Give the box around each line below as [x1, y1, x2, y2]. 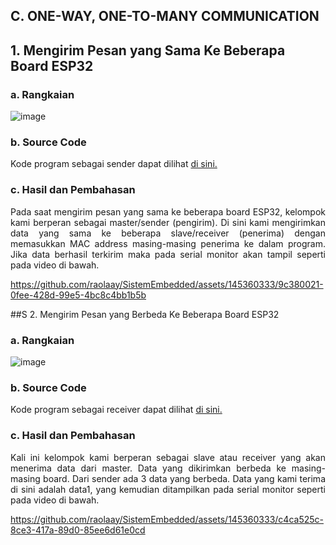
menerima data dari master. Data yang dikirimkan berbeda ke [10, 462, 287, 474]
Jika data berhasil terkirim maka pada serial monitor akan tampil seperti [10, 248, 326, 260]
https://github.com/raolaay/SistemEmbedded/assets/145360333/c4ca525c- [10, 513, 324, 525]
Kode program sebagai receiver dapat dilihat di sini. [10, 404, 223, 416]
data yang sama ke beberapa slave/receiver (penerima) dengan [10, 227, 326, 239]
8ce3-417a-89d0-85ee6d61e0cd [10, 524, 146, 536]
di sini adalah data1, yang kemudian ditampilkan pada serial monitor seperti [10, 483, 326, 495]
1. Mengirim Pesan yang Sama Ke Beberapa [10, 42, 286, 59]
